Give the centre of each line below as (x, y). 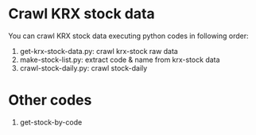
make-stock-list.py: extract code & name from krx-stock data (120, 60)
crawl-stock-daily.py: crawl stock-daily (83, 67)
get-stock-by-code (51, 122)
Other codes (50, 100)
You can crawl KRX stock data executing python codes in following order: (128, 36)
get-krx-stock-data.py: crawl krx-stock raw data (99, 51)
